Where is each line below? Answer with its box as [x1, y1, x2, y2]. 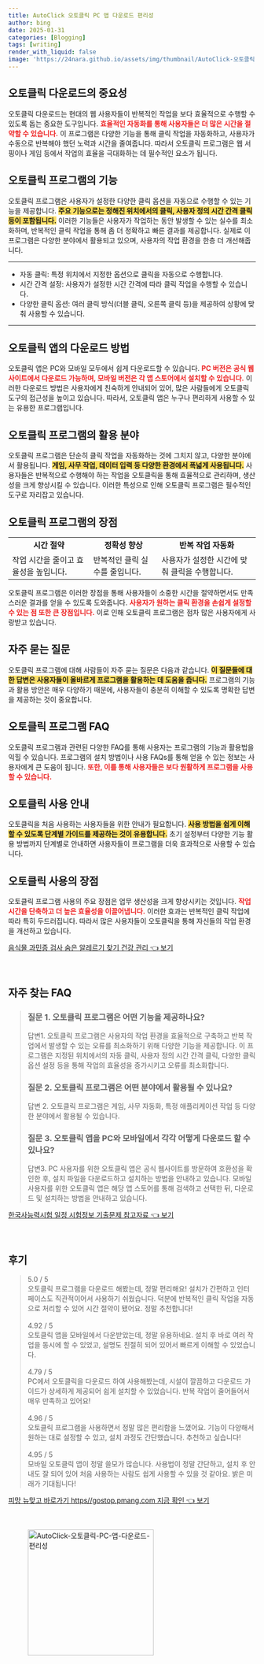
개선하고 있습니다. [16, 926, 71, 936]
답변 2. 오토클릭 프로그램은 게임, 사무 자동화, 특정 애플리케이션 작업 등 [27, 1102, 241, 1111]
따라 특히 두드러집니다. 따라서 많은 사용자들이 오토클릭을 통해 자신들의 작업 [8, 917, 237, 926]
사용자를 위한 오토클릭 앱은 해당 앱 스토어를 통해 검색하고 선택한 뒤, [27, 1184, 233, 1193]
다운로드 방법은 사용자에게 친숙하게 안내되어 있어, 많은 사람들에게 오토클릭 [22, 384, 250, 393]
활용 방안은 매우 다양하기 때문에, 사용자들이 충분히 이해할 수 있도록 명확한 [16, 684, 241, 694]
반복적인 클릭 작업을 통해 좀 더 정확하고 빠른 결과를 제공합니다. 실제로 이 [31, 225, 251, 235]
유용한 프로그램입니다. [16, 403, 84, 413]
